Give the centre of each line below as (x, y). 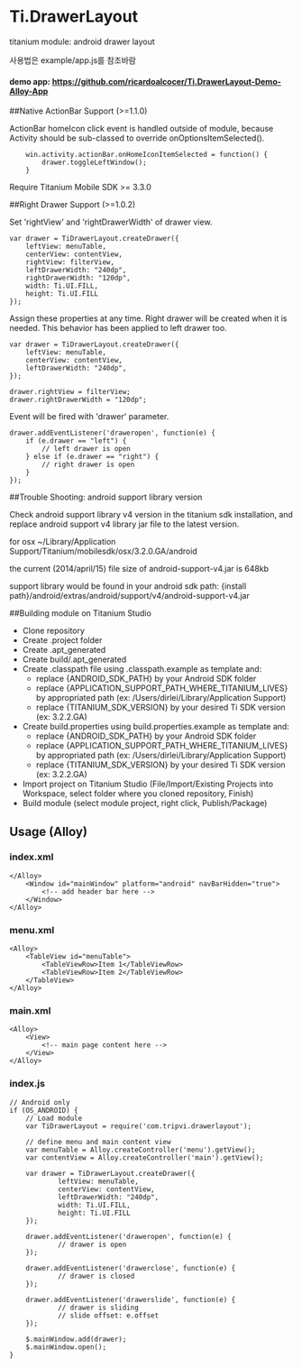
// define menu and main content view (98, 1142)
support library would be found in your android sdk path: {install (128, 586)
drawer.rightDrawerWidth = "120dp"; (78, 400)
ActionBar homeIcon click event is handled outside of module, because (142, 129)
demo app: (30, 81)
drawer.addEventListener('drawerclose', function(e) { (131, 1268)
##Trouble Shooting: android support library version (106, 497)
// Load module (54, 1118)
